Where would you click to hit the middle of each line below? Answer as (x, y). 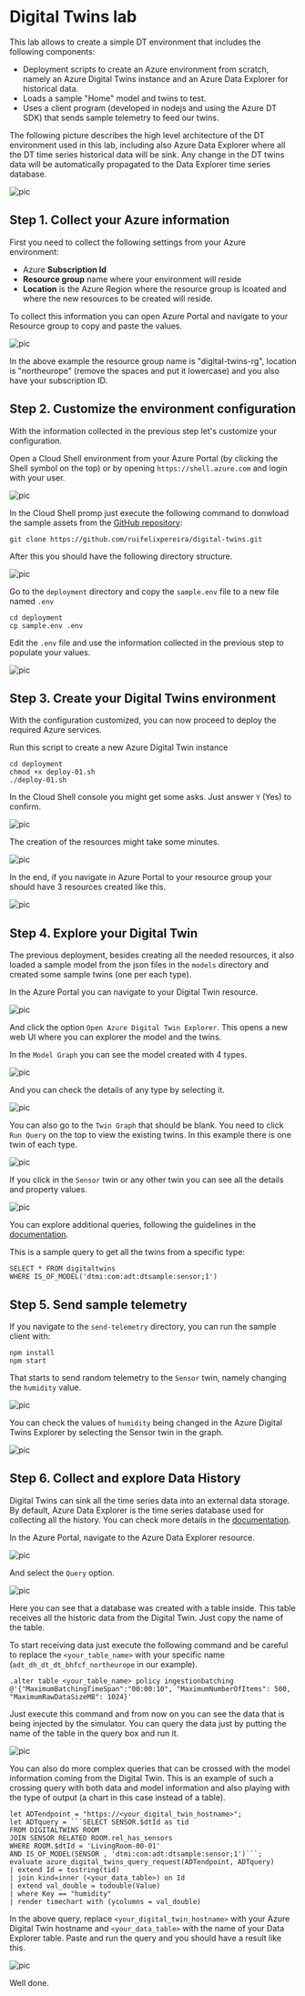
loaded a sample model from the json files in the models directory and (139, 965)
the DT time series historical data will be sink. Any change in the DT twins (147, 154)
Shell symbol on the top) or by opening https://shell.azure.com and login (149, 468)
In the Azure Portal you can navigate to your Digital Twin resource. (134, 992)
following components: (52, 51)
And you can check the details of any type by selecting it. (117, 1090)
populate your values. (50, 652)
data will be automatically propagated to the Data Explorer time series (140, 164)
